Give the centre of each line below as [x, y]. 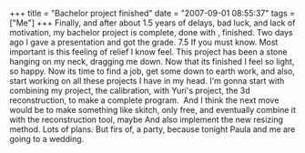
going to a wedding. [47, 139]
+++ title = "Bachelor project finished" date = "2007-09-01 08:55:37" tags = [152, 13]
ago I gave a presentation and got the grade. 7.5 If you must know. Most [144, 42]
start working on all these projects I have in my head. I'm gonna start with [147, 81]
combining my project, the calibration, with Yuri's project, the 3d [130, 91]
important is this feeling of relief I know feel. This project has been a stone [148, 52]
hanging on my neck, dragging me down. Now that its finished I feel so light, [152, 61]
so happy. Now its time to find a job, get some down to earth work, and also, [152, 71]
